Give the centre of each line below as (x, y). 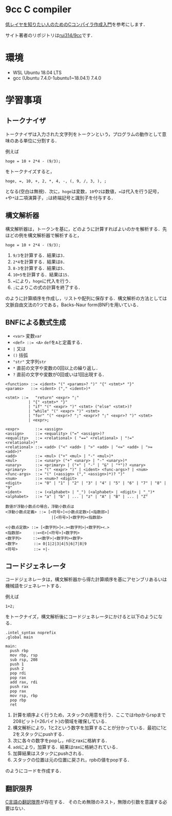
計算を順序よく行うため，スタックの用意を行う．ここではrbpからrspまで (89, 715)
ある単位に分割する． (37, 140)
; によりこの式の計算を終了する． (48, 287)
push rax (19, 687)
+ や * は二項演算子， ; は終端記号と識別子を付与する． (61, 198)
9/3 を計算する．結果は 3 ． (40, 255)
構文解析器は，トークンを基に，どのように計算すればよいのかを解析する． (84, 229)
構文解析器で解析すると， (55, 235)
